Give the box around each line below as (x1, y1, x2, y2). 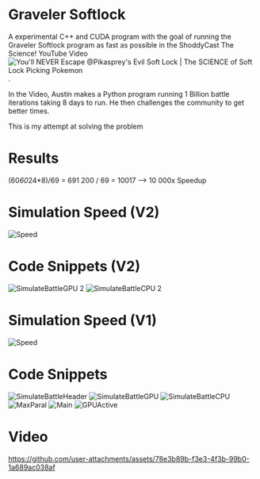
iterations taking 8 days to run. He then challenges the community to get (8, 98, 244, 107)
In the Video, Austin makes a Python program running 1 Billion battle (8, 89, 230, 98)
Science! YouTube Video (8, 48, 89, 58)
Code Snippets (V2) (8, 258, 141, 275)
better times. (8, 105, 50, 116)
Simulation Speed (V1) (8, 311, 157, 329)
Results (8, 149, 59, 167)
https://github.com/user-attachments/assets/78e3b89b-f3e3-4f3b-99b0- (8, 454, 250, 463)
